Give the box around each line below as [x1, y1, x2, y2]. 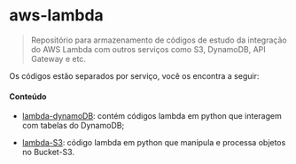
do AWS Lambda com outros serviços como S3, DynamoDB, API [30, 43, 266, 54]
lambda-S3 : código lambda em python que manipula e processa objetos [21, 137, 286, 148]
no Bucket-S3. [21, 147, 75, 158]
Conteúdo [9, 90, 47, 102]
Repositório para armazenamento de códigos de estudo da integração [30, 35, 287, 45]
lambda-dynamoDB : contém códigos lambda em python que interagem [21, 111, 282, 121]
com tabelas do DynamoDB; [21, 121, 125, 131]
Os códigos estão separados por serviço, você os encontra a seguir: [9, 70, 260, 81]
